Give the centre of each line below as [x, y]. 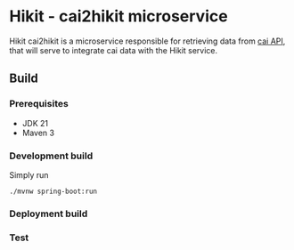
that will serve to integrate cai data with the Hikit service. [114, 50]
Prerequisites [39, 104]
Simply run [29, 174]
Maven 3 [38, 133]
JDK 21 [35, 123]
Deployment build [49, 214]
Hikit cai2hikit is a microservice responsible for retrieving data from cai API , [147, 41]
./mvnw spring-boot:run [53, 191]
